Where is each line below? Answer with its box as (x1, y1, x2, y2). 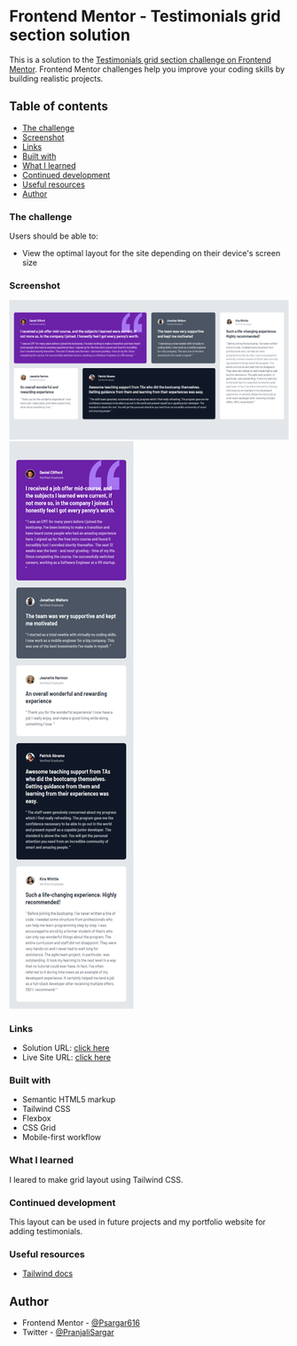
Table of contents (9, 99, 108, 114)
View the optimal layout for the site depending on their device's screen (21, 248, 281, 259)
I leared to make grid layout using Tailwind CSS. (9, 1174, 184, 1185)
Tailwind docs (21, 1268, 74, 1279)
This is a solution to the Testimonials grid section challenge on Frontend (9, 54, 272, 65)
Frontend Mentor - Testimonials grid (9, 6, 281, 27)
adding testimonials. (9, 1226, 83, 1237)
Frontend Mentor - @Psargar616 (21, 1318, 140, 1328)
